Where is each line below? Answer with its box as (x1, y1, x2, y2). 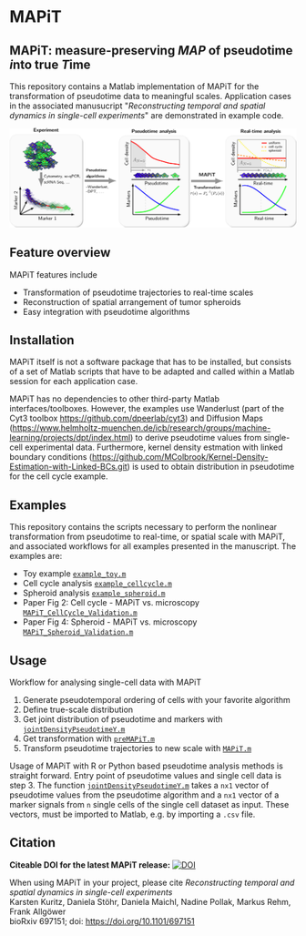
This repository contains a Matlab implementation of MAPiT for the (9, 81, 260, 92)
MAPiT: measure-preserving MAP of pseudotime (9, 43, 293, 58)
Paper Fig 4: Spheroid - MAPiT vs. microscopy (22, 616, 198, 627)
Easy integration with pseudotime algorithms (22, 306, 190, 317)
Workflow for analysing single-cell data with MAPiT (9, 677, 202, 687)
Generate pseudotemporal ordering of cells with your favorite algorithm (22, 694, 291, 705)
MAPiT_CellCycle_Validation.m (22, 608, 138, 618)
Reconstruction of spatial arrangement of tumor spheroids (22, 296, 241, 307)
